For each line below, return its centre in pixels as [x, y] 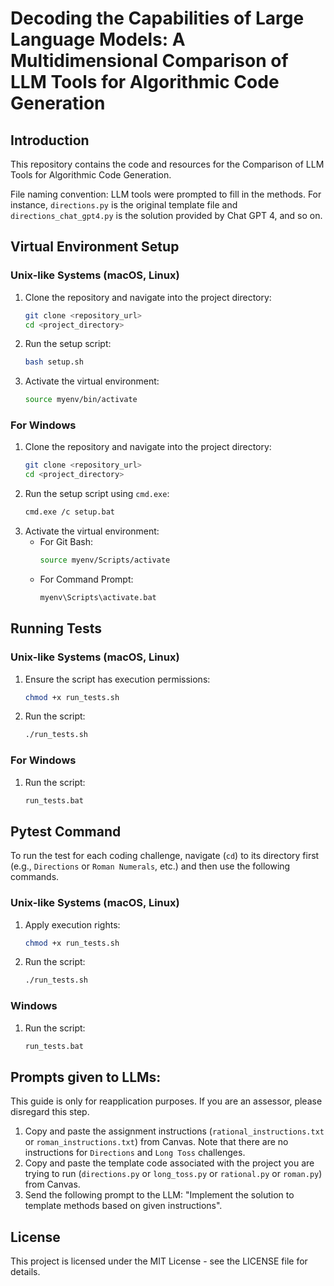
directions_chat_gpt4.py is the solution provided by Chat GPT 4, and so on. [166, 215]
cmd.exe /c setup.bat [69, 512]
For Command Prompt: [86, 579]
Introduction [50, 140]
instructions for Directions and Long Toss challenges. [135, 1153]
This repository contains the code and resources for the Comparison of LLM [167, 164]
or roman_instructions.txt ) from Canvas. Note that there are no [156, 1142]
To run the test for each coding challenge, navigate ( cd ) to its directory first [165, 856]
